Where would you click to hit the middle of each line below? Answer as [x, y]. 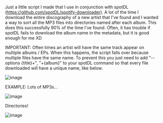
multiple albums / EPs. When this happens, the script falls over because [77, 53]
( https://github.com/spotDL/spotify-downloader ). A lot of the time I [72, 12]
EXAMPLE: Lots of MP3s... [31, 87]
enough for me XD [24, 38]
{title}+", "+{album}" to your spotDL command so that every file [85, 63]
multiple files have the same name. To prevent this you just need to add [76, 58]
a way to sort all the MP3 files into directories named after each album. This [81, 22]
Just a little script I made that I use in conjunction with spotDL [67, 7]
